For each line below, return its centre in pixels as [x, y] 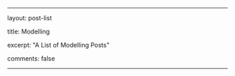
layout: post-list [30, 18]
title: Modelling [29, 31]
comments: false [31, 59]
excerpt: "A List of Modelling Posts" [58, 45]
